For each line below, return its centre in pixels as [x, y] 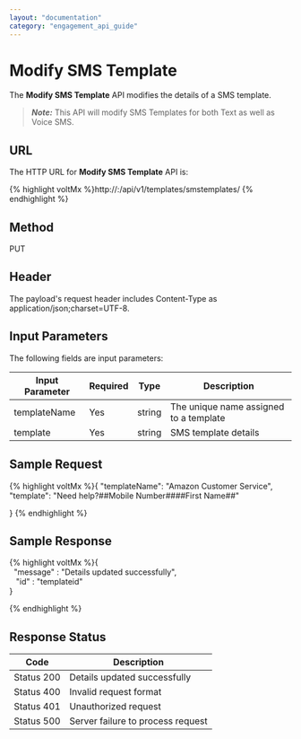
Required [109, 385]
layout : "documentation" [56, 18]
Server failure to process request [138, 721]
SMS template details [215, 432]
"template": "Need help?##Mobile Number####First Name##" [125, 496]
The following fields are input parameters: [86, 358]
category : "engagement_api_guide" [74, 26]
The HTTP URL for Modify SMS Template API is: [99, 172]
